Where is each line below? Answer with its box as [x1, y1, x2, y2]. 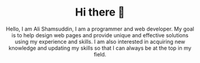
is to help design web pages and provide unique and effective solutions [11, 31, 189, 38]
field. [93, 50, 107, 58]
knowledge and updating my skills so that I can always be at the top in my [8, 44, 192, 52]
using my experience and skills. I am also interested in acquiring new [14, 38, 186, 45]
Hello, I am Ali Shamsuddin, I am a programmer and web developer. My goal [5, 25, 195, 32]
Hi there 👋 [75, 5, 125, 19]
